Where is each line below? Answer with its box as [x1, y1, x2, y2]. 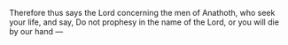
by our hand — [9, 26, 64, 36]
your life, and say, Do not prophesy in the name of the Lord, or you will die [9, 17, 279, 27]
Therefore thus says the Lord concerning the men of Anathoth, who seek [9, 8, 276, 18]
